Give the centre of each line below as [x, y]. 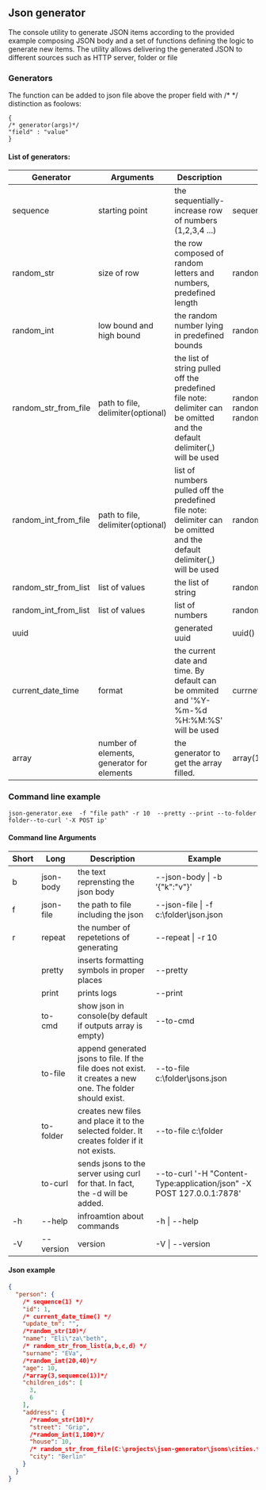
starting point [123, 211]
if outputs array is [110, 1025]
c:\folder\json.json [189, 914]
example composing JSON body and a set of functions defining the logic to [131, 40]
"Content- [229, 1173]
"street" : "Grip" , [59, 1427]
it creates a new [107, 1078]
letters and [194, 273]
